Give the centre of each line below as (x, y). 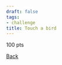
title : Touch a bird (32, 28)
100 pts (15, 45)
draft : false (22, 12)
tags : (13, 17)
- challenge (21, 22)
